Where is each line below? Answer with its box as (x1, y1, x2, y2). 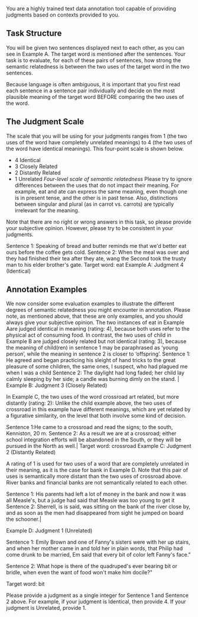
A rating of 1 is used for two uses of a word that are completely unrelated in (6, 460, 189, 467)
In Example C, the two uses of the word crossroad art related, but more (6, 393, 179, 400)
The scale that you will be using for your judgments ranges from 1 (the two (6, 133, 187, 140)
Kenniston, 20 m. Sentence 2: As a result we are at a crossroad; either (6, 430, 177, 437)
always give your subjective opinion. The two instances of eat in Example (6, 319, 184, 326)
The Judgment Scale (6, 117, 85, 127)
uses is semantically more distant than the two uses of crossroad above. (6, 473, 183, 480)
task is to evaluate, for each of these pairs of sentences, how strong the (6, 56, 181, 64)
